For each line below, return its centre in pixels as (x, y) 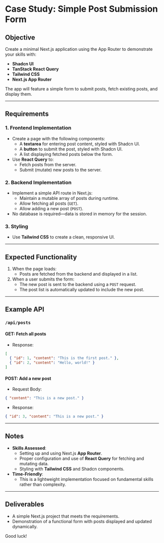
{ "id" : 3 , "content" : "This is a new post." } (54, 416)
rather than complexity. (43, 484)
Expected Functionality (41, 257)
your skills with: (21, 54)
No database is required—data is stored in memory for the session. (80, 214)
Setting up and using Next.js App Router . (61, 453)
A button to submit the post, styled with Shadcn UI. (71, 149)
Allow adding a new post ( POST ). (51, 208)
